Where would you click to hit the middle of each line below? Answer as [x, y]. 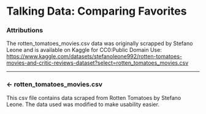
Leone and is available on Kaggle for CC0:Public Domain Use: [84, 50]
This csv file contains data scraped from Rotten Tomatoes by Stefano [94, 98]
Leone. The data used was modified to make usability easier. [83, 104]
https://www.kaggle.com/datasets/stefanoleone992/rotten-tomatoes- [94, 57]
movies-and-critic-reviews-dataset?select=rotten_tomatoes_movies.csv [97, 63]
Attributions [25, 30]
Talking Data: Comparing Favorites [97, 11]
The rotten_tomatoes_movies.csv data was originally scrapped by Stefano [100, 43]
